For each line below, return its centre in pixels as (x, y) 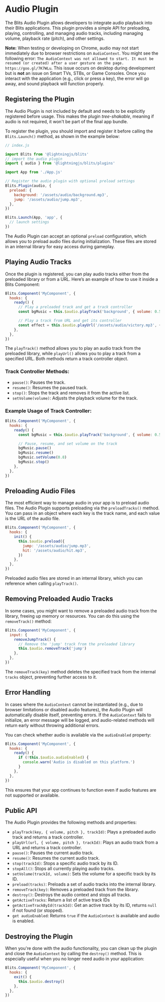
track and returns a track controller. (48, 837)
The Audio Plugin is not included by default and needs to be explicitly (75, 111)
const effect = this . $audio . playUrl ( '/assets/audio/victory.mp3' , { (90, 325)
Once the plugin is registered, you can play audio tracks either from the (77, 274)
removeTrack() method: (28, 621)
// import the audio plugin (34, 159)
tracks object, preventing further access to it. (51, 677)
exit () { (23, 977)
